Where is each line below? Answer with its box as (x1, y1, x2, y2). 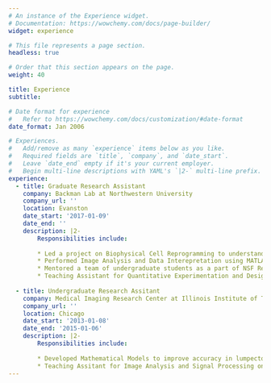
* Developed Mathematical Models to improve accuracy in (37, 354, 232, 363)
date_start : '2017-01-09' (23, 212, 110, 220)
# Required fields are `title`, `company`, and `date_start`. (8, 152, 229, 160)
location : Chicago (23, 310, 85, 318)
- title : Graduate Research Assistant (15, 182, 147, 190)
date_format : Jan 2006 (8, 123, 85, 131)
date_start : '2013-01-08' (23, 317, 110, 325)
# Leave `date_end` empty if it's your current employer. (8, 160, 215, 168)
